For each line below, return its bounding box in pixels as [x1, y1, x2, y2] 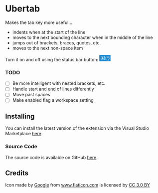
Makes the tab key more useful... [5, 19, 72, 25]
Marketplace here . [5, 131, 43, 137]
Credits [5, 169, 29, 177]
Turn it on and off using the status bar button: [5, 56, 99, 62]
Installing [5, 112, 35, 120]
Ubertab [5, 3, 40, 14]
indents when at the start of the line [12, 29, 86, 35]
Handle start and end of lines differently [12, 86, 94, 92]
